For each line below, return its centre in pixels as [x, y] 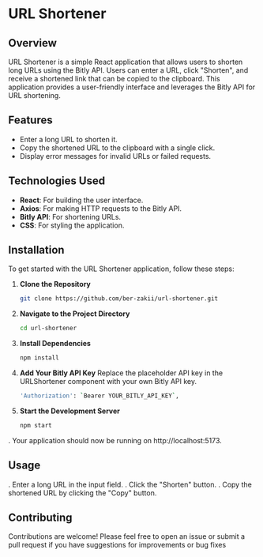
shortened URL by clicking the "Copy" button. [83, 493]
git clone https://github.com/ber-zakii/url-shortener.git [119, 299]
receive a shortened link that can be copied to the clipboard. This [114, 79]
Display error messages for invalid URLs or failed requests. [115, 156]
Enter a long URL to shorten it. [69, 139]
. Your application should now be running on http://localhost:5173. [115, 440]
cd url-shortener [48, 329]
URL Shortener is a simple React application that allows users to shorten [126, 62]
